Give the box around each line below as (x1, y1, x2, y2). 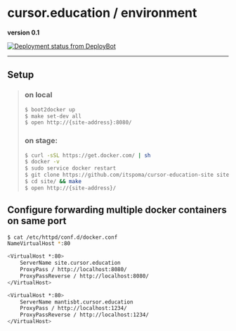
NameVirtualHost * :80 (7, 240, 71, 247)
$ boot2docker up (24, 106, 76, 113)
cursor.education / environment (7, 5, 197, 21)
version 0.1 (7, 28, 40, 37)
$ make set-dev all (24, 113, 82, 120)
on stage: (24, 136, 58, 146)
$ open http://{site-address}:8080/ (24, 119, 132, 126)
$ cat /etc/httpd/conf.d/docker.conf (7, 234, 118, 241)
